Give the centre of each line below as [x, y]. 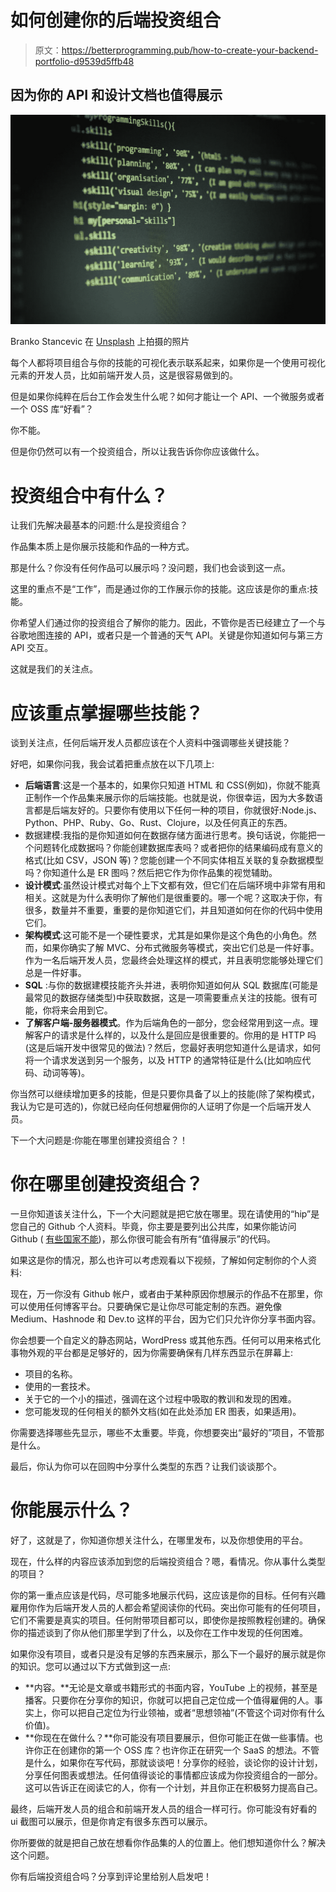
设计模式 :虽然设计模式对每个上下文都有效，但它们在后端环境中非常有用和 [175, 885]
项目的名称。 [51, 1374]
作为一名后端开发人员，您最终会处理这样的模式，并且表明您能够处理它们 [173, 960]
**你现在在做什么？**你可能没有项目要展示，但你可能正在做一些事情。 [169, 1738]
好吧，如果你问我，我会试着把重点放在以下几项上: [112, 764]
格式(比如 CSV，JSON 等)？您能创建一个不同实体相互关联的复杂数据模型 [174, 860]
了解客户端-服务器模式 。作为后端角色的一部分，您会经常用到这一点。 [167, 1023]
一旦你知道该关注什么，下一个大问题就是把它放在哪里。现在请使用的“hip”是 [165, 1214]
